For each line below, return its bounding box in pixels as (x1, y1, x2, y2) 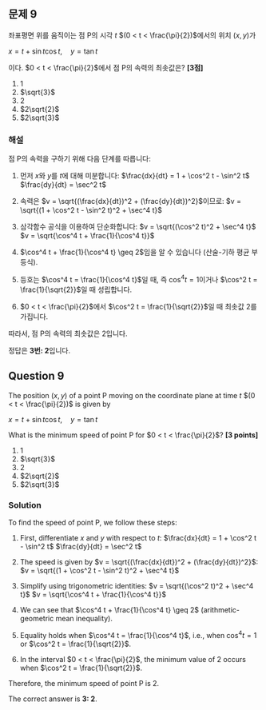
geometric (19, 613, 54, 623)
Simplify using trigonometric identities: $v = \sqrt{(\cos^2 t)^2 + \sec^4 (19, 580, 254, 590)
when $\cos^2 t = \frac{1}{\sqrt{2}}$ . (19, 663, 143, 672)
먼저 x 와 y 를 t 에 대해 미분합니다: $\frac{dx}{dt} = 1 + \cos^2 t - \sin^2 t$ (19, 171, 250, 181)
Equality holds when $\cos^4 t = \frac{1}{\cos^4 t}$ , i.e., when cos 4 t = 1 (19, 628, 257, 640)
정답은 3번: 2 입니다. (8, 345, 70, 355)
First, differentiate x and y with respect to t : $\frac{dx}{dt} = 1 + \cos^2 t (19, 532, 257, 542)
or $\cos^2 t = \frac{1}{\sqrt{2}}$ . (19, 639, 132, 648)
